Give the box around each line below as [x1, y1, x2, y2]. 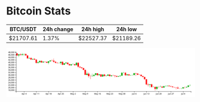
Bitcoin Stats [6, 4, 71, 18]
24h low [116, 26, 137, 33]
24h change [43, 26, 74, 33]
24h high [81, 26, 105, 33]
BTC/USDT [10, 26, 37, 33]
